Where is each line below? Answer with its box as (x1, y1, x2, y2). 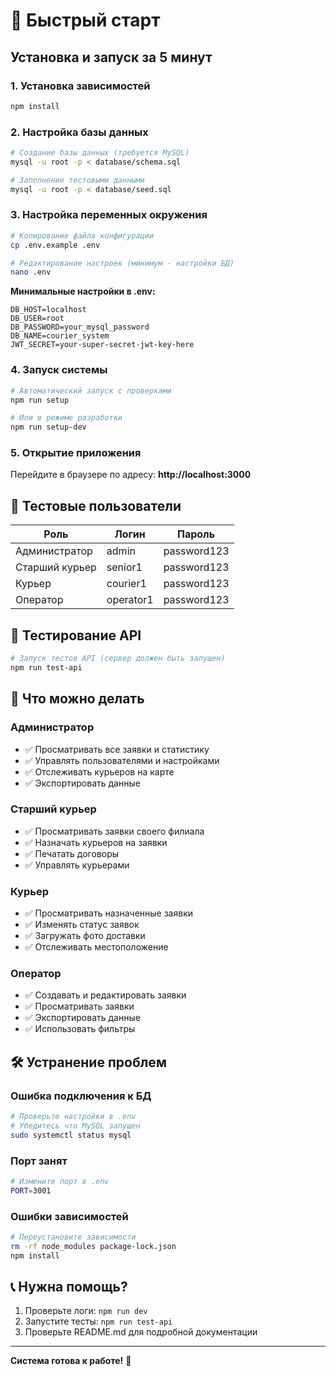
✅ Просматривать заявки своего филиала (24, 825, 205, 837)
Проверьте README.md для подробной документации (24, 1326, 258, 1338)
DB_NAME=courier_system (10, 331, 110, 341)
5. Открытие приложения (10, 446, 142, 460)
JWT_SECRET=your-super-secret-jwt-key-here (10, 340, 195, 350)
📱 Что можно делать (10, 690, 145, 708)
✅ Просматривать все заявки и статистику (24, 743, 210, 755)
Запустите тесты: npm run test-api (24, 1315, 173, 1328)
